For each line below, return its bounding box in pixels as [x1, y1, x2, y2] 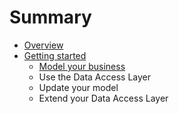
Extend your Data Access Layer [38, 92, 169, 104]
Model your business [38, 60, 126, 72]
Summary [9, 6, 92, 29]
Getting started [23, 49, 87, 61]
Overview [23, 39, 64, 51]
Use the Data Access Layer [38, 71, 152, 83]
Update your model [38, 81, 119, 93]
